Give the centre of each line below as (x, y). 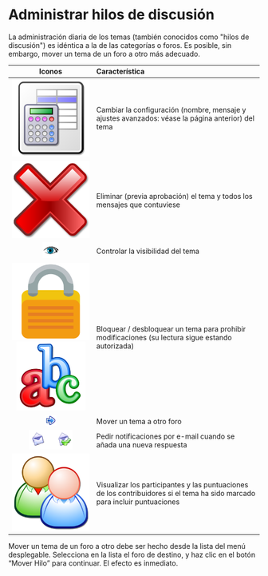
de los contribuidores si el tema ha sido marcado (176, 493)
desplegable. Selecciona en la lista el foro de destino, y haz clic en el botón (132, 555)
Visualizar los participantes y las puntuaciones (172, 484)
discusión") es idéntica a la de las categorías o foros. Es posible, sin (120, 45)
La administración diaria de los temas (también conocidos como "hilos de (129, 37)
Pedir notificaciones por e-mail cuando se (166, 436)
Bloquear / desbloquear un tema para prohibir (171, 328)
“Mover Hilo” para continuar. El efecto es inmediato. (93, 563)
